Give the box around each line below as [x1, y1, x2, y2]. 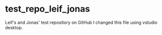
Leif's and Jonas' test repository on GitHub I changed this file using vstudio [5, 19, 158, 25]
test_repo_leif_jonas [5, 3, 90, 15]
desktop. [5, 24, 23, 30]
